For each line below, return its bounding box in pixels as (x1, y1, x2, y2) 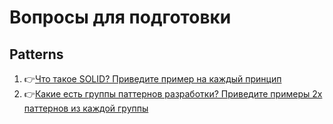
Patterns (9, 46, 64, 63)
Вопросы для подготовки (9, 6, 232, 29)
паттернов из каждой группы (23, 102, 149, 114)
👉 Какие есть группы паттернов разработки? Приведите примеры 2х (23, 88, 323, 100)
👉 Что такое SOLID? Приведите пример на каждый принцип (23, 73, 282, 85)
